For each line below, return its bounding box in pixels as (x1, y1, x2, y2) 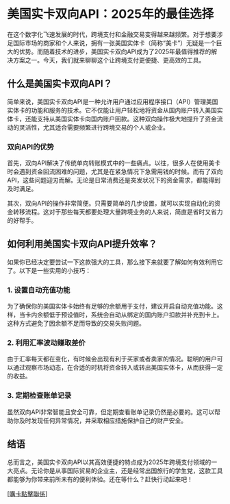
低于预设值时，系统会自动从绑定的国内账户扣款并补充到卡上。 (49, 311, 223, 319)
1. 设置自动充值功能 (7, 285, 71, 295)
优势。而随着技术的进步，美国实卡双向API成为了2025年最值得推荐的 (18, 47, 212, 56)
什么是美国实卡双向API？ (7, 78, 113, 90)
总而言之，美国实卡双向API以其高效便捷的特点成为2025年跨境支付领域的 (7, 457, 212, 466)
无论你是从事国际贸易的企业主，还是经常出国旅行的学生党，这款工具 (30, 466, 223, 475)
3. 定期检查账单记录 (7, 391, 72, 400)
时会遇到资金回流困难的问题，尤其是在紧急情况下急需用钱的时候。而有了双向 (7, 167, 223, 176)
